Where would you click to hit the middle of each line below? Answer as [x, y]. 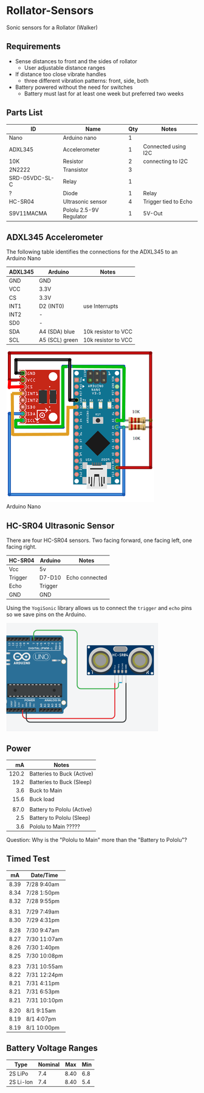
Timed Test [28, 859]
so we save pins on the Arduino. [46, 614]
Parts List [25, 113]
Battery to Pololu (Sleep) [60, 818]
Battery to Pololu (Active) [61, 809]
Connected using [165, 146]
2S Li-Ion [21, 1082]
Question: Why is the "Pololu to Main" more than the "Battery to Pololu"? [97, 840]
